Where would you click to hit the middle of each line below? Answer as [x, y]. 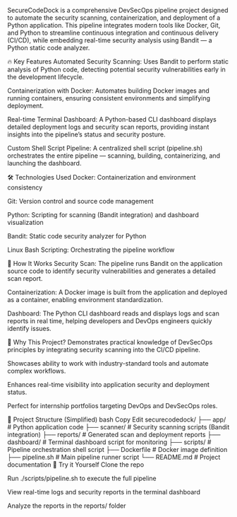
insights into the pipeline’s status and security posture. [86, 134]
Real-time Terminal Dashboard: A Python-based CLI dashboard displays [112, 119]
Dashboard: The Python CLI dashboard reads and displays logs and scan [114, 313]
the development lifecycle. [46, 77]
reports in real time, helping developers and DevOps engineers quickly [110, 321]
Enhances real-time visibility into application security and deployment [109, 384]
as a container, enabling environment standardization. [85, 300]
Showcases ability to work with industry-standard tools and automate [108, 363]
